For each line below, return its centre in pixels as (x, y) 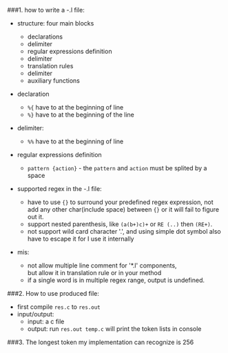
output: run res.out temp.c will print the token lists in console (114, 329)
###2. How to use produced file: (53, 293)
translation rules (50, 66)
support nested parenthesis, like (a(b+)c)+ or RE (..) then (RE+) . (120, 224)
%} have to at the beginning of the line (81, 114)
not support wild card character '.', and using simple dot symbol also (124, 231)
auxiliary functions (54, 81)
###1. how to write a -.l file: (46, 10)
